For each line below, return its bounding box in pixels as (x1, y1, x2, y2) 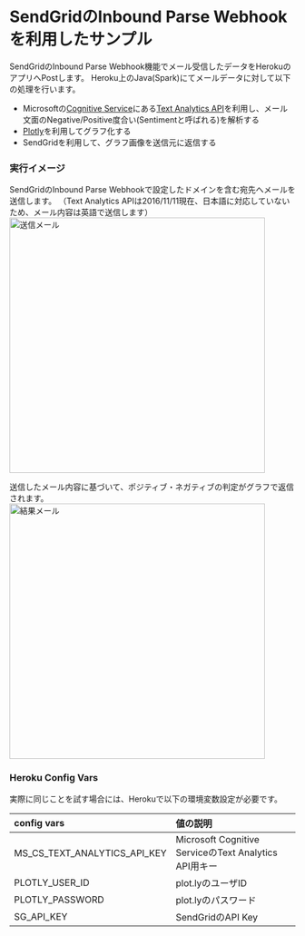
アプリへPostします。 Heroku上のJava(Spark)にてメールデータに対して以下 (9, 72, 291, 83)
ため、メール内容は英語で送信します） (9, 207, 152, 218)
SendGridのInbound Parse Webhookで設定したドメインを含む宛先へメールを (9, 184, 296, 195)
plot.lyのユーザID (175, 876, 248, 889)
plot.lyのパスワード (175, 893, 257, 906)
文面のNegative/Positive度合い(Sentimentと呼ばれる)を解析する (22, 113, 261, 125)
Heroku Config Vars (9, 772, 98, 784)
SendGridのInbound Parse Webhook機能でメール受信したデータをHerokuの (9, 61, 291, 72)
